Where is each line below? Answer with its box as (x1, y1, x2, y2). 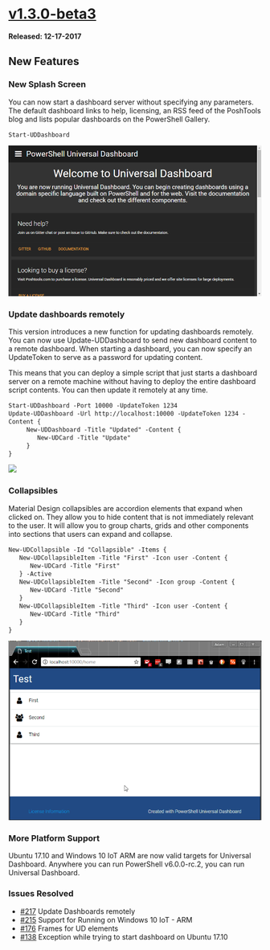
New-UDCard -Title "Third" (29, 610, 121, 618)
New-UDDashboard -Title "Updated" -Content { (26, 426, 182, 434)
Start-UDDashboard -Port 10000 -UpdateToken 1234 (8, 402, 178, 410)
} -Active (18, 570, 52, 578)
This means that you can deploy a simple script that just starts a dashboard (8, 368, 257, 378)
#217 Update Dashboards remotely (19, 906, 136, 916)
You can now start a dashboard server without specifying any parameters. (8, 97, 255, 107)
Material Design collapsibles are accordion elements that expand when (8, 503, 243, 513)
